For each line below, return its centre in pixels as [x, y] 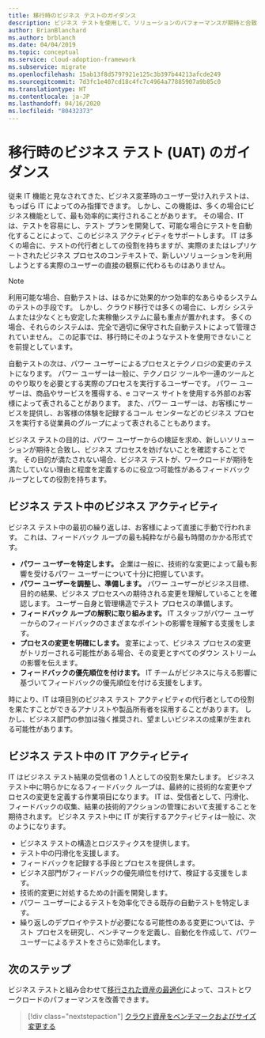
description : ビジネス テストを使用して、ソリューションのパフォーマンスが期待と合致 [133, 23]
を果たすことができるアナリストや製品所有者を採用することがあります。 [126, 709]
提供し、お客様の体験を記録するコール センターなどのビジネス [130, 413]
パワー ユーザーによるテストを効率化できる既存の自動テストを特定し [131, 902]
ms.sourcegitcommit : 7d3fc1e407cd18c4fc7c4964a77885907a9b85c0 [115, 81]
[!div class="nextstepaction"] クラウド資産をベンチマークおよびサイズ [142, 1017]
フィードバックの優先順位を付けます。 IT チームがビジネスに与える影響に [138, 672]
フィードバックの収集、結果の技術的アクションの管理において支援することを [132, 806]
